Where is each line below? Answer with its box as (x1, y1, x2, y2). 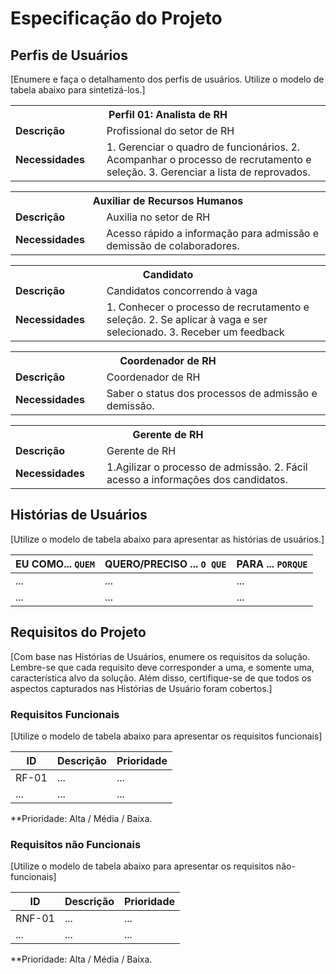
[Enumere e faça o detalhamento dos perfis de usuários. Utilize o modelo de (10, 73, 325, 85)
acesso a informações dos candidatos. (106, 473, 288, 486)
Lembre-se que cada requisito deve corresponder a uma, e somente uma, (10, 661, 315, 673)
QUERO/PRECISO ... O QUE (104, 557, 227, 571)
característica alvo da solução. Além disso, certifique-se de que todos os (10, 672, 312, 684)
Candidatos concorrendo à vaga (106, 284, 258, 297)
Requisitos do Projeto (10, 624, 147, 641)
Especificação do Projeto (10, 7, 223, 30)
